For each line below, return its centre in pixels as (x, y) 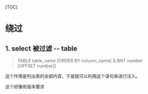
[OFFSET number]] (37, 66)
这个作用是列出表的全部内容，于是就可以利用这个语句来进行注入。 (73, 76)
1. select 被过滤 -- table (41, 48)
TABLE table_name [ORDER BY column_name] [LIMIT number (80, 61)
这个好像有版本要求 (25, 87)
